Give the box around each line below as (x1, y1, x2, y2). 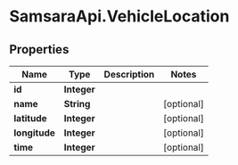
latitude (13, 112, 47, 124)
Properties (9, 42, 70, 57)
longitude (13, 127, 55, 139)
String (63, 98, 91, 110)
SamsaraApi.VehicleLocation (9, 6, 230, 27)
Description (103, 69, 155, 80)
